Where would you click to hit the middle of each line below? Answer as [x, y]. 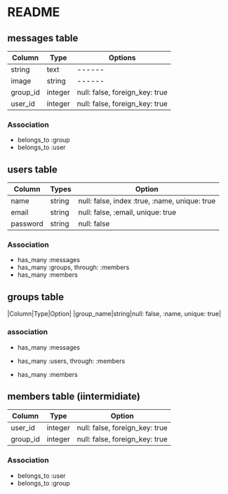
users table [33, 169]
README [34, 12]
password [27, 224]
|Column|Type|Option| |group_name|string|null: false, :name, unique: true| [114, 314]
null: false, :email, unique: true [127, 212]
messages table [43, 38]
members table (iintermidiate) [74, 396]
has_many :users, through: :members [71, 361]
